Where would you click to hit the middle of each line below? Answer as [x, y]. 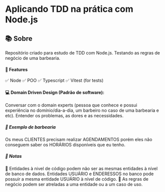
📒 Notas [14, 156]
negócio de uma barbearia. [33, 58]
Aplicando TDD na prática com [69, 9]
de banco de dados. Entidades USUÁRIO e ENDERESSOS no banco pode [80, 174]
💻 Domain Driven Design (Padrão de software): [55, 92]
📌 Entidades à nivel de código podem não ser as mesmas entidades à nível [81, 169]
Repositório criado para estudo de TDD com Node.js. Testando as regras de [82, 53]
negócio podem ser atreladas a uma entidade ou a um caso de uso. [74, 185]
